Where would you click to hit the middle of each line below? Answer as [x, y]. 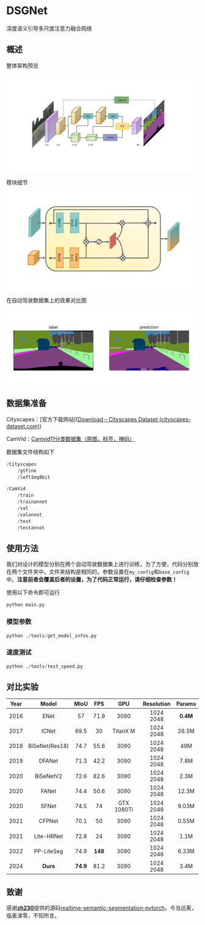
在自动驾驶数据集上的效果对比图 [46, 300]
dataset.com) [23, 426]
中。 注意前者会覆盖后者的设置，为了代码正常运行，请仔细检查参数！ [92, 580]
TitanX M [124, 731]
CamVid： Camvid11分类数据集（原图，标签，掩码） [71, 439]
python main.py [26, 605]
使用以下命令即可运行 [33, 592]
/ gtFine [27, 470]
